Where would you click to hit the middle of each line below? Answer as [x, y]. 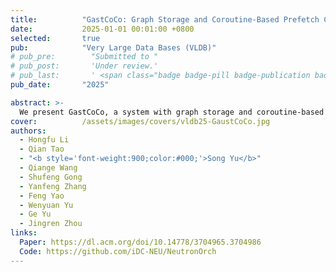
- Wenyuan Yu [46, 205]
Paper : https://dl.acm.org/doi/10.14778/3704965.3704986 [140, 242]
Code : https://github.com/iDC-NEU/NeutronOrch [118, 251]
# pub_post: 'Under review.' [84, 66]
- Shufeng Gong [51, 177]
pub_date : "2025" [60, 85]
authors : [28, 131]
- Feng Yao [42, 196]
